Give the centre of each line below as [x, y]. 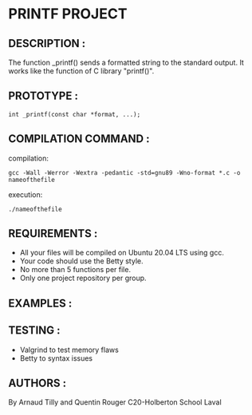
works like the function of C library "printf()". [81, 71]
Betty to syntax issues [56, 358]
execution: [26, 194]
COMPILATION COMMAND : [79, 139]
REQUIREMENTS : [53, 233]
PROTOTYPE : [43, 96]
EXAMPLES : [40, 303]
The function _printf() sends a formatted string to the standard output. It [126, 62]
